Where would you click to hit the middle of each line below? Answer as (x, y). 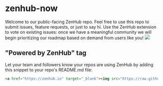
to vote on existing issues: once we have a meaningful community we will (78, 32)
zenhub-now (32, 8)
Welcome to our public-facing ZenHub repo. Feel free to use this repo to (77, 22)
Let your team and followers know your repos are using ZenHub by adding (79, 64)
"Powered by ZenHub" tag (46, 53)
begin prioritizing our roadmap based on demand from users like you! (74, 38)
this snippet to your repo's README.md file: (49, 70)
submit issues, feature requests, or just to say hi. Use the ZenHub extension (81, 27)
